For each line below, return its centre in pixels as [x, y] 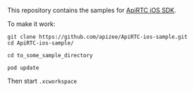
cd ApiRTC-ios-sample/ [41, 43]
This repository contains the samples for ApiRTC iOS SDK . [92, 10]
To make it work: [31, 24]
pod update [23, 68]
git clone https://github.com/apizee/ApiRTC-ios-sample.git [98, 37]
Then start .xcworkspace [42, 81]
